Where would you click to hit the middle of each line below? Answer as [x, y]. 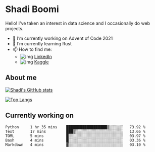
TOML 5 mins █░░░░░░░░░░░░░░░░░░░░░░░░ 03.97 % [75, 136]
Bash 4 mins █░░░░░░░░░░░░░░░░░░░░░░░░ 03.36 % [75, 140]
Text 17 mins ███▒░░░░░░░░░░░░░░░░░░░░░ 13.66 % [75, 131]
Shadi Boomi [32, 9]
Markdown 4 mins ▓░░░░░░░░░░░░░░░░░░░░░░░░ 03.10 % [75, 144]
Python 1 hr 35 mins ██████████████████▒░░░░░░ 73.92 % [75, 127]
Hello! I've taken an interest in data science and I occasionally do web [78, 23]
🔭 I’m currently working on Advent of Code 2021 [63, 38]
